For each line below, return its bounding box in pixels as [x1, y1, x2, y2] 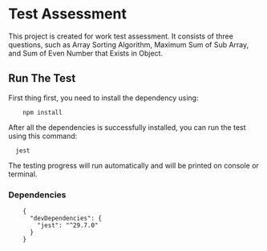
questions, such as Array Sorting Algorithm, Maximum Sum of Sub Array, [8, 39, 249, 49]
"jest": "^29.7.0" [37, 221, 99, 229]
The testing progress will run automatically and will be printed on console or [8, 160, 259, 170]
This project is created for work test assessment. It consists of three [8, 31, 234, 41]
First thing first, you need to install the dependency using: [8, 93, 199, 103]
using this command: [8, 131, 78, 140]
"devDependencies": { [29, 214, 103, 223]
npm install [22, 108, 63, 116]
